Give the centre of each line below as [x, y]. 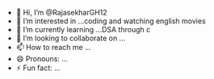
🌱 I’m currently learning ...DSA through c [83, 29]
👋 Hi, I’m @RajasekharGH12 [61, 12]
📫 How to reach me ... [53, 47]
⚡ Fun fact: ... [38, 68]
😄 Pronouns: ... [42, 59]
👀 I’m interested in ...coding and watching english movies [111, 21]
